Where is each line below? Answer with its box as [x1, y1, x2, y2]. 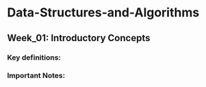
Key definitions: [7, 53, 62, 62]
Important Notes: [7, 71, 66, 80]
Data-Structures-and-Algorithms [7, 5, 200, 21]
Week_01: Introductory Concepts [7, 32, 151, 44]
